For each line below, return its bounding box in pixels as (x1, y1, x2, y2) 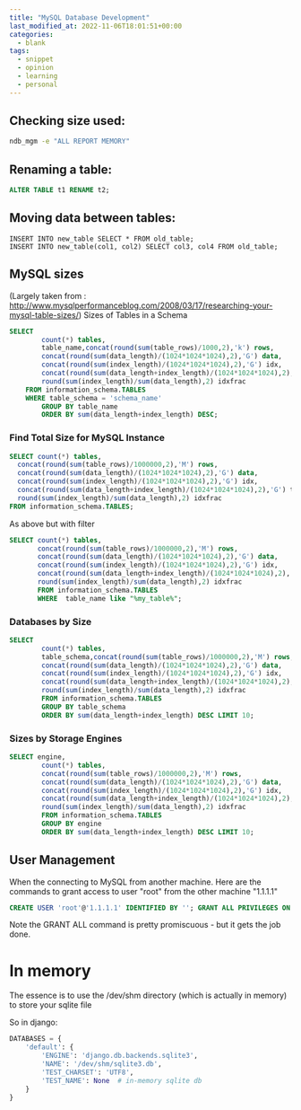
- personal (17, 80, 58, 89)
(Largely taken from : (9, 290, 87, 301)
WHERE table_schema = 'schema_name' (25, 393, 163, 402)
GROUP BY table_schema (41, 702, 126, 711)
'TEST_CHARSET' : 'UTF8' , (41, 1068, 134, 1077)
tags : (9, 47, 30, 56)
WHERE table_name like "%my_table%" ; (37, 594, 182, 603)
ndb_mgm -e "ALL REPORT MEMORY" (9, 137, 130, 146)
